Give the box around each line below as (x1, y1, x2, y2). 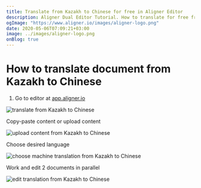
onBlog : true (6, 36, 39, 42)
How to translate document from (6, 62, 171, 76)
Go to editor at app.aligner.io (14, 94, 86, 101)
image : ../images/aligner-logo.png (6, 31, 95, 37)
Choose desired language (6, 141, 70, 148)
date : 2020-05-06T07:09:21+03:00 (6, 25, 90, 32)
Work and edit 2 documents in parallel (6, 164, 100, 171)
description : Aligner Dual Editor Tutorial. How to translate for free (6, 14, 188, 20)
